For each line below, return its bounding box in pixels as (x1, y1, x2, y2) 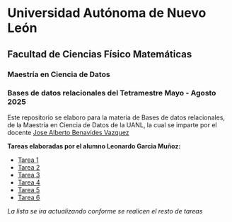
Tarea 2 (17, 163, 40, 171)
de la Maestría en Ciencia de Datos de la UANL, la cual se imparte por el (7, 120, 217, 129)
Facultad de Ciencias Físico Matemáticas (7, 48, 192, 60)
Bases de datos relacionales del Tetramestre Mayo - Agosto (7, 88, 216, 98)
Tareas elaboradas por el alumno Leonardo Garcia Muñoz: (7, 141, 181, 150)
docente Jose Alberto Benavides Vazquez (7, 128, 129, 136)
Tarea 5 (17, 185, 40, 194)
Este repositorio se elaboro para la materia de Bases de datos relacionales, (7, 113, 225, 122)
